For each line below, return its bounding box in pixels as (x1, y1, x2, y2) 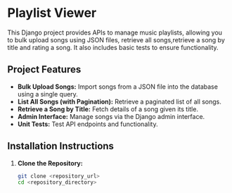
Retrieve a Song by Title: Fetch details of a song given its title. (17, 104, 199, 113)
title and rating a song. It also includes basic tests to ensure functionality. (7, 43, 219, 51)
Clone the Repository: (17, 158, 83, 167)
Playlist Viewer (7, 5, 97, 21)
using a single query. (17, 89, 79, 98)
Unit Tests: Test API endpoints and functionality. (17, 120, 158, 128)
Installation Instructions (7, 140, 115, 152)
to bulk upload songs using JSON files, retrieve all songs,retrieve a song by (7, 35, 225, 44)
